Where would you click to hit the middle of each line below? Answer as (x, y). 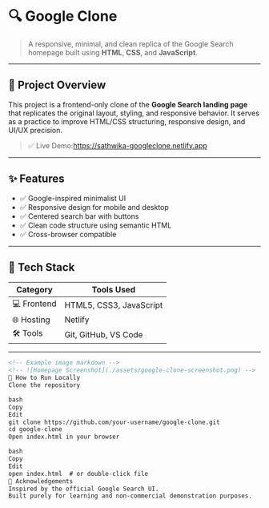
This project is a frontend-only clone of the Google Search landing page (128, 104)
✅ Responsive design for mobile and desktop (94, 207)
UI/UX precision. (35, 130)
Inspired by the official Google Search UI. (84, 489)
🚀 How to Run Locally (44, 378)
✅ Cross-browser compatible (68, 234)
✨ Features (36, 179)
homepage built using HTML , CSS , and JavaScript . (112, 52)
